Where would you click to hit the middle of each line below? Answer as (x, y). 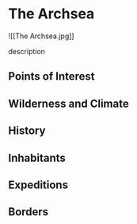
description (27, 51)
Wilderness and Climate (68, 103)
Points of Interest (51, 77)
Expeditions (38, 185)
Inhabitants (37, 157)
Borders (29, 212)
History (27, 131)
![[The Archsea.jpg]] (41, 36)
